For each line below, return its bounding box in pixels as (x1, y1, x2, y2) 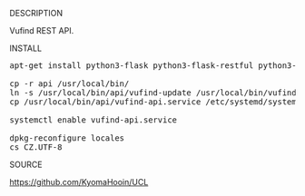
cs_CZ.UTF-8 (9, 142, 63, 152)
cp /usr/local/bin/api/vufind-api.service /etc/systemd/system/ (9, 97, 302, 107)
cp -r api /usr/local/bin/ (9, 79, 130, 89)
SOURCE (9, 159, 43, 170)
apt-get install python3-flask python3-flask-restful (9, 61, 254, 71)
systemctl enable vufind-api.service (9, 115, 178, 125)
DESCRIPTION (9, 8, 64, 18)
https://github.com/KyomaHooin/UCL (9, 177, 149, 187)
